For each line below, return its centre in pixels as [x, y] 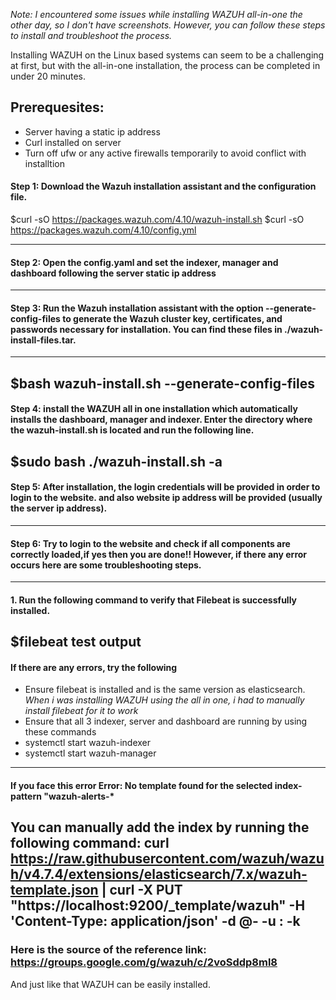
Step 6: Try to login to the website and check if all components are [150, 543]
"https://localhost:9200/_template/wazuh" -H [158, 905]
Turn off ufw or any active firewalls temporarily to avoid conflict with [165, 153]
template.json [54, 890]
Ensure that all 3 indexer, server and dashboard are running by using [166, 721]
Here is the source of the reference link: [108, 950]
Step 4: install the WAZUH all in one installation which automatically [154, 409]
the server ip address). [59, 508]
